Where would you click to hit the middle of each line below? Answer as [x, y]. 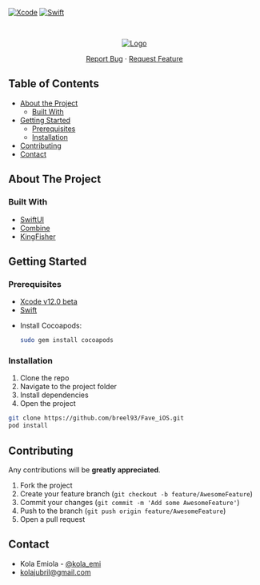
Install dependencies [54, 395]
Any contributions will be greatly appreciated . [85, 470]
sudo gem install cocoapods [66, 340]
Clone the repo [44, 378]
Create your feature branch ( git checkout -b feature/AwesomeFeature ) [136, 493]
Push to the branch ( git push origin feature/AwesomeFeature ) [123, 511]
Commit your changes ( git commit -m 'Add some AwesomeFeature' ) [130, 502]
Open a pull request [52, 519]
